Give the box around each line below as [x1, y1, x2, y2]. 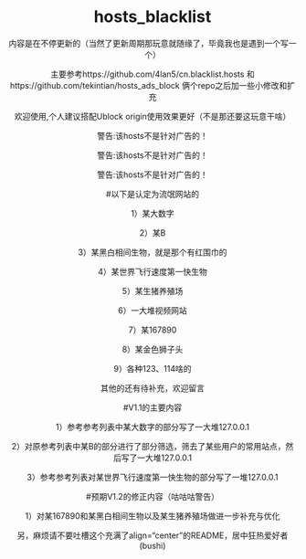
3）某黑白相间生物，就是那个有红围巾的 [78, 247, 227, 258]
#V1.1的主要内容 [122, 402, 183, 413]
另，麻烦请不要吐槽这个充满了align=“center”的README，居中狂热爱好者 [16, 530, 289, 541]
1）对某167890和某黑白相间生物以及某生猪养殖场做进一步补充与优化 [25, 510, 280, 522]
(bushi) [139, 540, 166, 551]
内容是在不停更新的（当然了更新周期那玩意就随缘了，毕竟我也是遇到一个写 [8, 37, 289, 48]
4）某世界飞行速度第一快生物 [98, 266, 207, 277]
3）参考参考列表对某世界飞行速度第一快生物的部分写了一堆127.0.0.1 [26, 471, 279, 482]
